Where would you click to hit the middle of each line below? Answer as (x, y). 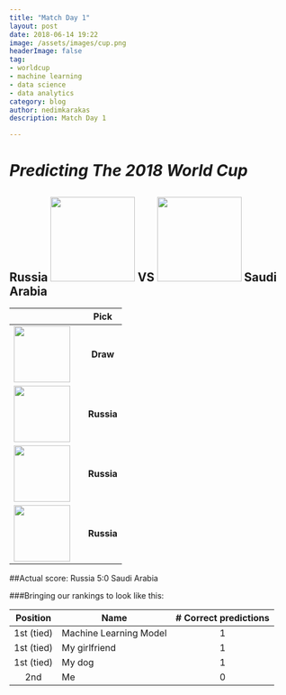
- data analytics (42, 93)
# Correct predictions (222, 618)
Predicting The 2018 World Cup (129, 171)
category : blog (38, 101)
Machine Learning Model (114, 634)
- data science (38, 85)
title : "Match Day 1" (50, 18)
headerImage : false (46, 51)
